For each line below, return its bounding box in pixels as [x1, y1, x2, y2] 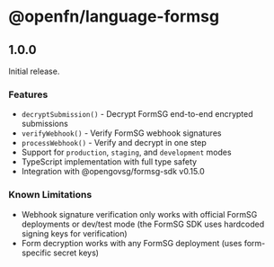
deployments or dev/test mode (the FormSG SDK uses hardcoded [21, 218, 265, 229]
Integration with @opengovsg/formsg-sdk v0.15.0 [21, 166, 206, 177]
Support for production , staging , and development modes [21, 147, 232, 158]
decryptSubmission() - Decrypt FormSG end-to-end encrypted [21, 109, 253, 120]
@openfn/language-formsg [8, 6, 220, 27]
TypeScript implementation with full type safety [21, 156, 198, 167]
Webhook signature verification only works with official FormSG [21, 209, 258, 219]
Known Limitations [8, 189, 93, 201]
